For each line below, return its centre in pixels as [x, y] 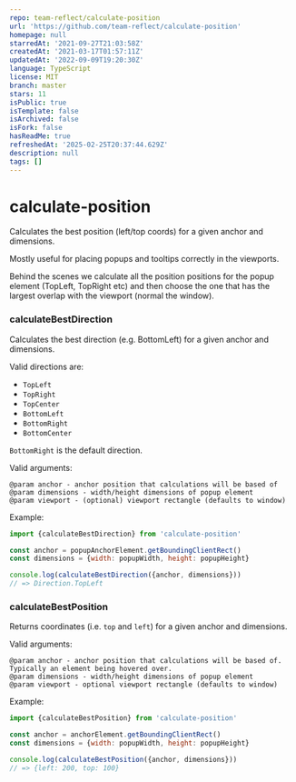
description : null [44, 153]
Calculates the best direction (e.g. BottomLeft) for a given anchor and [139, 339]
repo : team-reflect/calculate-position [85, 18]
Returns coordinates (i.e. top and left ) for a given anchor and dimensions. [148, 627]
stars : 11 [28, 94]
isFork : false [36, 128]
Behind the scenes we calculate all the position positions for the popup [142, 276]
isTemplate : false [44, 111]
